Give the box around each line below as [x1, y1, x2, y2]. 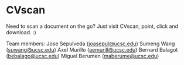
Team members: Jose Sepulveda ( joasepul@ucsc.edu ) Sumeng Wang [6, 40, 175, 47]
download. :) [6, 28, 36, 35]
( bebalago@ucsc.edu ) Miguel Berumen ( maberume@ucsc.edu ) [6, 52, 159, 59]
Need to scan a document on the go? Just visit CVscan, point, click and [6, 23, 179, 30]
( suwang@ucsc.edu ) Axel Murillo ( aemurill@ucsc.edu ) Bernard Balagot [6, 46, 178, 53]
